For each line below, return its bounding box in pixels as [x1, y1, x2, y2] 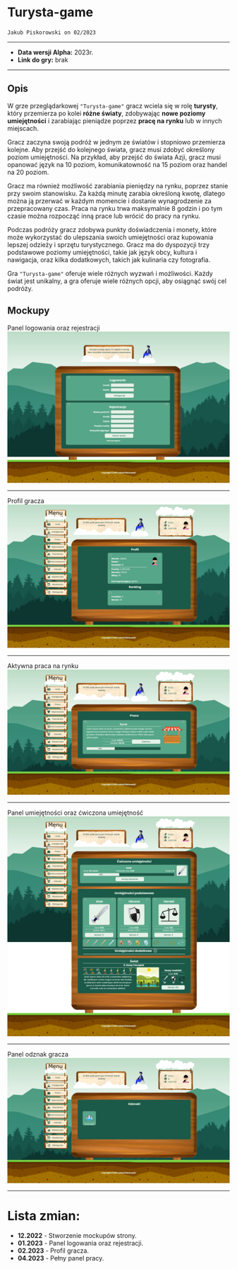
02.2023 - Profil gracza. [17, 1246, 90, 1255]
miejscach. [7, 124, 39, 132]
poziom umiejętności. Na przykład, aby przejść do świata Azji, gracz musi [7, 153, 221, 161]
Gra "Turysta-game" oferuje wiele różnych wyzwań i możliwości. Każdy [7, 269, 213, 277]
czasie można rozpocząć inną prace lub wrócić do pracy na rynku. [7, 212, 201, 220]
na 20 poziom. [7, 168, 49, 176]
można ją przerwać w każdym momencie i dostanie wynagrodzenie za [7, 196, 212, 205]
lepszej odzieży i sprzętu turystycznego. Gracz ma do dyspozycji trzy [7, 240, 210, 248]
